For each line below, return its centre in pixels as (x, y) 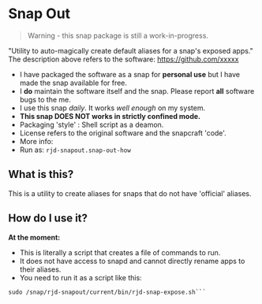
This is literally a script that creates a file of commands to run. (120, 252)
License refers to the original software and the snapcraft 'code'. (123, 133)
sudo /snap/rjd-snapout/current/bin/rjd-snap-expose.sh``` (107, 292)
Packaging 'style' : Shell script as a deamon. (92, 124)
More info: (36, 141)
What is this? (41, 174)
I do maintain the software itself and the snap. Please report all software (137, 91)
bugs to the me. (45, 99)
